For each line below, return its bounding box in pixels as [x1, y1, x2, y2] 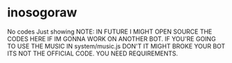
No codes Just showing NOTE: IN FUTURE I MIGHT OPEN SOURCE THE [7, 27, 213, 36]
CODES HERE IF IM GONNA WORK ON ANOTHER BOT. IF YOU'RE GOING [7, 34, 216, 42]
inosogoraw [7, 5, 78, 21]
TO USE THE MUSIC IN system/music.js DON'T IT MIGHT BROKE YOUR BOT [7, 42, 226, 50]
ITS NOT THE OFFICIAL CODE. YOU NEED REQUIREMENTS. [7, 49, 179, 58]
